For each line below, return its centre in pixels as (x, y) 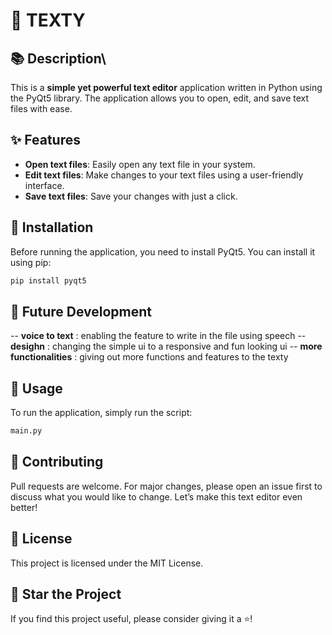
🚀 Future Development (81, 311)
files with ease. (41, 108)
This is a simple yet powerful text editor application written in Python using (166, 87)
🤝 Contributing (57, 462)
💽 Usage (36, 388)
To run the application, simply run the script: (101, 413)
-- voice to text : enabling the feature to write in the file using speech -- (158, 336)
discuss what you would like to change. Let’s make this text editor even (156, 496)
